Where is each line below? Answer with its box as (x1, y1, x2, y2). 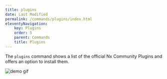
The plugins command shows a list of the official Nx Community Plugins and (5, 53, 163, 59)
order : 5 (14, 30, 32, 35)
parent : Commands (14, 35, 50, 40)
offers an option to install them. (5, 58, 69, 65)
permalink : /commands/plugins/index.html (5, 16, 93, 21)
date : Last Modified (5, 12, 48, 17)
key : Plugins (14, 26, 41, 31)
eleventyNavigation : (5, 21, 48, 26)
